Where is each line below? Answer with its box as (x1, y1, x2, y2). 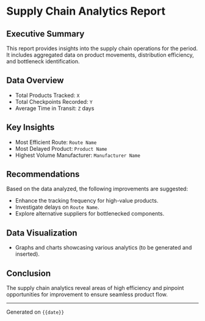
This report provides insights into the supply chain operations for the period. (6, 45, 198, 52)
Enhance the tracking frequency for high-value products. (15, 197, 159, 204)
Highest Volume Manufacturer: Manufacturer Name (15, 151, 140, 159)
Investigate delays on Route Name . (15, 203, 99, 211)
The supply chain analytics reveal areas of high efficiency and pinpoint (6, 284, 184, 292)
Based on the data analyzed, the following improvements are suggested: (6, 185, 188, 193)
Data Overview (6, 75, 64, 86)
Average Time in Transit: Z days (15, 104, 95, 112)
